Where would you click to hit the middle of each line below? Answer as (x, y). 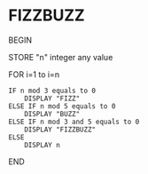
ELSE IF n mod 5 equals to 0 (62, 106)
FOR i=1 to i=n (34, 74)
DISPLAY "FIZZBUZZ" (60, 130)
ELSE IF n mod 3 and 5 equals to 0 (74, 122)
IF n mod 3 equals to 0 (52, 91)
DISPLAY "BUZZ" (52, 114)
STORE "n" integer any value (61, 57)
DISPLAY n (43, 145)
